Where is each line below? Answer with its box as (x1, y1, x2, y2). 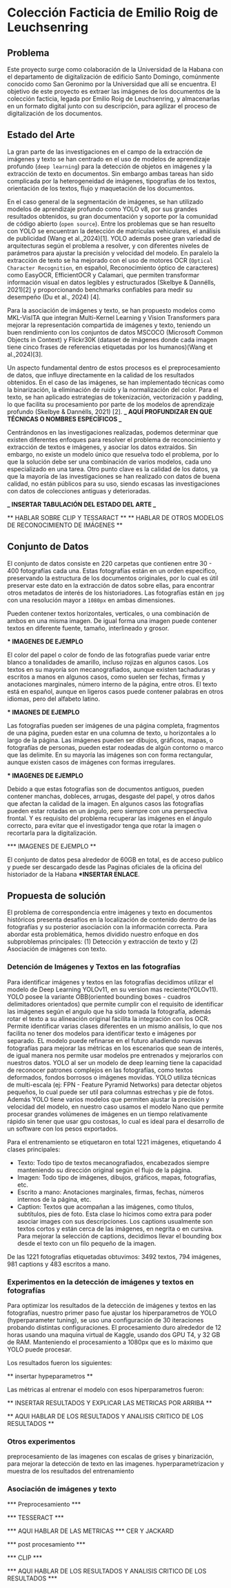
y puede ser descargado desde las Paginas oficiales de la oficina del (7, 862, 202, 871)
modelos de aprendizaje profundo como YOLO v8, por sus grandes (7, 205, 198, 213)
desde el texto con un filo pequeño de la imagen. (17, 1239, 157, 1247)
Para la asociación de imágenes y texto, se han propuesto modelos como (7, 306, 216, 315)
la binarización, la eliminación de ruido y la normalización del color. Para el (7, 385, 219, 394)
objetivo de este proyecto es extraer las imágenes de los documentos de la (7, 88, 221, 95)
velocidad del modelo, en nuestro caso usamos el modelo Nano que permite (7, 1102, 224, 1111)
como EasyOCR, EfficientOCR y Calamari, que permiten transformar (7, 270, 200, 279)
